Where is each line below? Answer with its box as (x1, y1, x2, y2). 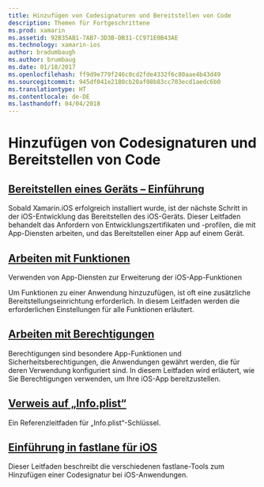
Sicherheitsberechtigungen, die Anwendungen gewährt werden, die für (8, 357, 240, 367)
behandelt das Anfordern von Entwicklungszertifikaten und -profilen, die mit (8, 220, 256, 230)
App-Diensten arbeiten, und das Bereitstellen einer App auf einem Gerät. (8, 229, 245, 238)
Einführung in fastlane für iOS (8, 440, 158, 454)
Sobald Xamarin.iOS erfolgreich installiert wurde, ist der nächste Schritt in (8, 204, 248, 213)
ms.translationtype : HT (8, 85, 87, 93)
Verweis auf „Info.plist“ (8, 397, 126, 410)
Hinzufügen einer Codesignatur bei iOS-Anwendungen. (8, 470, 188, 480)
